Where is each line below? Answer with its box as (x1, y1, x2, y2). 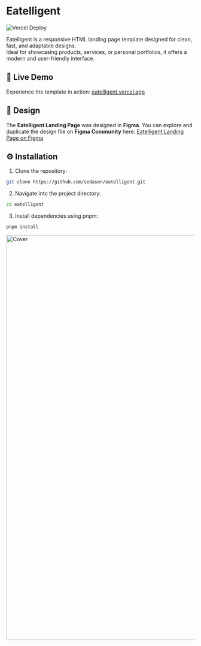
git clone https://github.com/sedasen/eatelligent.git (6, 179, 146, 185)
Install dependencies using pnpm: (14, 212, 99, 220)
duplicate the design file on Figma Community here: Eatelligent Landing (6, 128, 184, 135)
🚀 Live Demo (6, 72, 54, 82)
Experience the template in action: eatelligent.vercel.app (6, 88, 145, 95)
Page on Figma (6, 134, 44, 142)
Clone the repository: (14, 167, 68, 175)
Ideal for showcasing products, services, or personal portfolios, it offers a (6, 48, 187, 55)
